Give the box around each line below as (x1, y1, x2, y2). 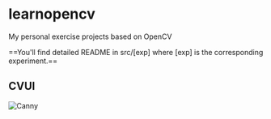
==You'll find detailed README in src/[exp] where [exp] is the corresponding (8, 47, 264, 57)
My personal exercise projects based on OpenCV (8, 32, 172, 41)
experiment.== (8, 56, 58, 66)
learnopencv (8, 5, 95, 23)
